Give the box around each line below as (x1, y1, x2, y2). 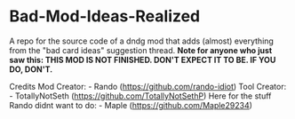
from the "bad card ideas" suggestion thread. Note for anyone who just (9, 44, 273, 55)
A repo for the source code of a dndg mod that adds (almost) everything (9, 36, 274, 46)
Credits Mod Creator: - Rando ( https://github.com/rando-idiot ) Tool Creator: (9, 81, 287, 91)
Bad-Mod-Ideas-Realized (9, 6, 201, 27)
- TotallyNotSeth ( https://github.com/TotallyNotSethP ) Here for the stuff (9, 91, 272, 101)
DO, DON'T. (9, 64, 53, 75)
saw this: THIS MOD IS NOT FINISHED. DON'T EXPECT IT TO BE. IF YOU (9, 54, 276, 65)
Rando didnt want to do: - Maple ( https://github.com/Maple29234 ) (9, 99, 253, 110)
